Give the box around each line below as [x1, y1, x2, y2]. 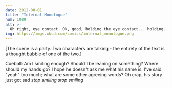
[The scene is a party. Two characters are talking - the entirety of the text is [5, 46, 165, 51]
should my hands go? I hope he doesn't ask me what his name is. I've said [5, 66, 162, 72]
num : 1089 [5, 17, 27, 22]
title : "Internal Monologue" [5, 12, 68, 17]
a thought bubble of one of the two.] [5, 51, 82, 57]
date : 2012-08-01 [5, 7, 42, 13]
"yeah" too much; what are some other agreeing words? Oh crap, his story [5, 72, 162, 77]
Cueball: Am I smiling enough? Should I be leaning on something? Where [5, 61, 159, 67]
